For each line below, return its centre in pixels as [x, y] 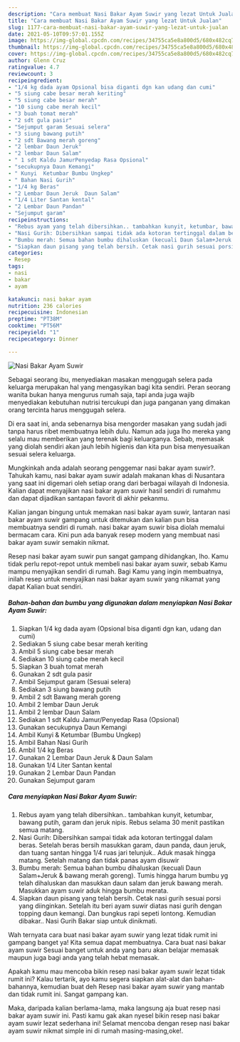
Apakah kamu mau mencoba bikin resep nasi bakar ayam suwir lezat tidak [117, 971]
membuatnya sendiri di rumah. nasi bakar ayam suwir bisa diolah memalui [116, 527]
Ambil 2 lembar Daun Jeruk [58, 704]
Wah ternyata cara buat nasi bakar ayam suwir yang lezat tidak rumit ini [113, 935]
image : [18, 41]
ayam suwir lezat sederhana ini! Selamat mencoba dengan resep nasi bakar [119, 1023]
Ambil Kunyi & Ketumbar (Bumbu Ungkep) [80, 735]
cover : [18, 54]
